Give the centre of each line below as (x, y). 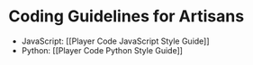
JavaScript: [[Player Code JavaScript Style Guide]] (115, 41)
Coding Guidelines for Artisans (126, 16)
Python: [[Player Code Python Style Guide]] (102, 50)
